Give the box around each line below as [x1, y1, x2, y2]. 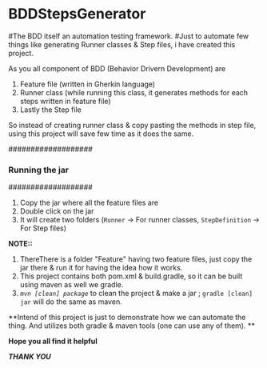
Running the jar [8, 164, 70, 175]
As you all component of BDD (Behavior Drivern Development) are [8, 63, 226, 73]
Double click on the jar [19, 206, 94, 216]
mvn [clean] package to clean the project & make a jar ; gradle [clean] [19, 289, 253, 298]
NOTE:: [8, 239, 34, 249]
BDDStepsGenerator [8, 5, 146, 23]
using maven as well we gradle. [19, 280, 124, 290]
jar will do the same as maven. [19, 297, 122, 306]
